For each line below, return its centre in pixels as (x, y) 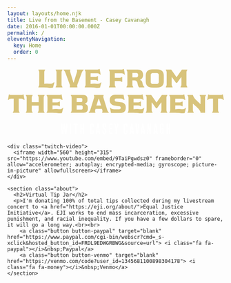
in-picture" (24, 171)
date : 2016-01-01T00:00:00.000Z (53, 26)
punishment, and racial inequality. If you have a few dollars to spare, (115, 219)
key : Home (27, 46)
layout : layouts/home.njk (44, 13)
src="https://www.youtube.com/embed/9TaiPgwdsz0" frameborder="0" (104, 159)
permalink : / (26, 33)
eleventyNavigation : (37, 39)
